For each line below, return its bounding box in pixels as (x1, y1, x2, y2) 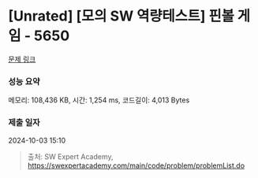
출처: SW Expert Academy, (27, 151, 114, 161)
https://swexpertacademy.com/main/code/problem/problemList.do (27, 161, 245, 170)
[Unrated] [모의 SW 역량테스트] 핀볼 (8, 7, 234, 25)
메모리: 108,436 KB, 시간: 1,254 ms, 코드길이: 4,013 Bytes (8, 95, 190, 105)
